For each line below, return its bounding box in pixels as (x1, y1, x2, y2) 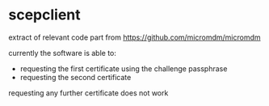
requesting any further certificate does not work (8, 87, 169, 98)
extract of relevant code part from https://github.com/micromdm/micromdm (8, 32, 261, 42)
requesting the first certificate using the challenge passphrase (19, 63, 228, 74)
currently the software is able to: (8, 48, 117, 57)
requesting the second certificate (19, 72, 132, 82)
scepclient (8, 6, 81, 24)
